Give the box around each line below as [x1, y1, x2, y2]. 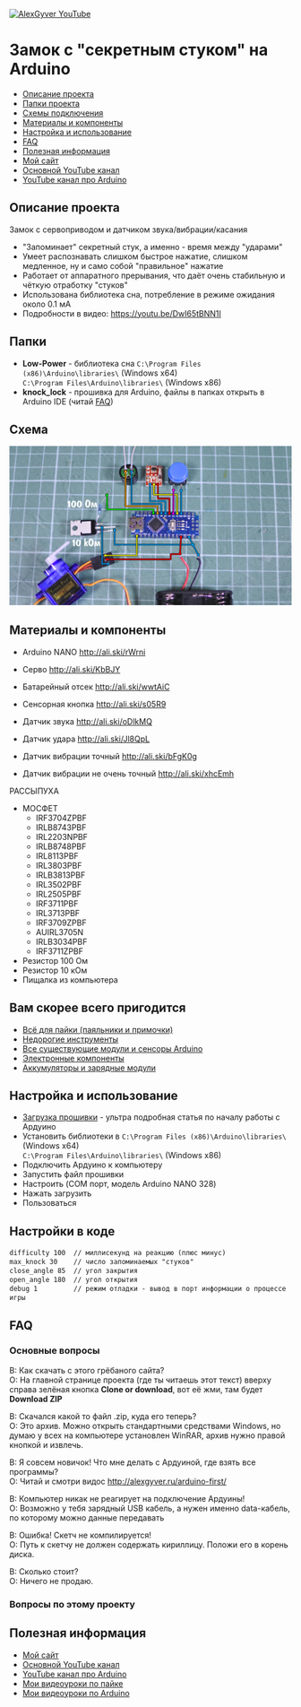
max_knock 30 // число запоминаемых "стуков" [9, 1258, 194, 1267]
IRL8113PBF [35, 850, 79, 861]
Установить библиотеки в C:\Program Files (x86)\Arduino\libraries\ [21, 1131, 287, 1142]
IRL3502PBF [35, 879, 82, 889]
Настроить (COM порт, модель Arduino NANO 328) [21, 1179, 217, 1190]
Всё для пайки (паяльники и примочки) [21, 1024, 174, 1035]
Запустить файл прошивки [21, 1169, 125, 1180]
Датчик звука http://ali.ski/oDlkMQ [21, 715, 152, 726]
